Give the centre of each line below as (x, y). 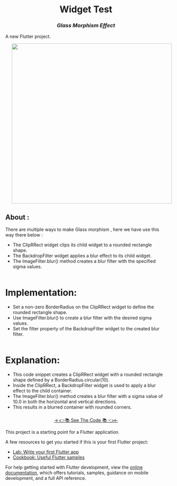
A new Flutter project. (28, 36)
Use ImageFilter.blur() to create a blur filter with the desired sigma (82, 318)
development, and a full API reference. (46, 478)
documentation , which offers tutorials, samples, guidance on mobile (77, 473)
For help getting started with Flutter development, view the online (74, 468)
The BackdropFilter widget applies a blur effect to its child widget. (82, 256)
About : (17, 217)
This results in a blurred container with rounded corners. (72, 407)
